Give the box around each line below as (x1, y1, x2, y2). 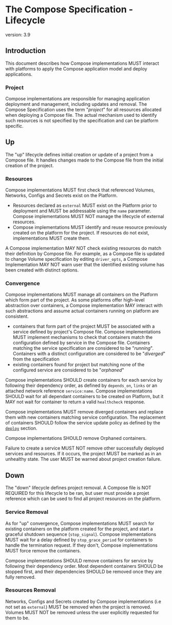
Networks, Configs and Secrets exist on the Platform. (5, 192, 118, 199)
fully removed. (5, 574, 36, 580)
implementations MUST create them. (12, 235, 91, 241)
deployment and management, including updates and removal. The (5, 101, 147, 108)
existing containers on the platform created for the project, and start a (5, 526, 153, 532)
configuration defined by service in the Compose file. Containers (12, 340, 150, 346)
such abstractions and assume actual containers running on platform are (5, 308, 159, 314)
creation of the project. (5, 162, 54, 168)
